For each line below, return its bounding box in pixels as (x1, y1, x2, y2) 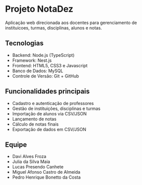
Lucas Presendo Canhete (12, 164, 64, 170)
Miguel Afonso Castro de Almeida (12, 169, 81, 175)
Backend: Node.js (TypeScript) (12, 52, 75, 58)
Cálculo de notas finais (12, 121, 59, 127)
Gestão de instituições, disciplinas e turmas (12, 106, 101, 111)
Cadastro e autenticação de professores (12, 100, 94, 106)
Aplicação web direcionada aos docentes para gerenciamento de (5, 20, 137, 26)
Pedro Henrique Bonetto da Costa (12, 174, 81, 180)
